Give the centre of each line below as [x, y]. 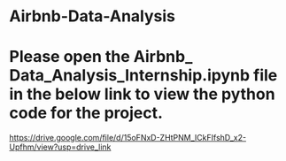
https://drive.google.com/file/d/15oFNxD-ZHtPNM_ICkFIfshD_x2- [128, 138]
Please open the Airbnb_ [101, 57]
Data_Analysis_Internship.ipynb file [143, 76]
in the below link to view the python [143, 94]
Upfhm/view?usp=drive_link [60, 147]
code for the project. [86, 113]
